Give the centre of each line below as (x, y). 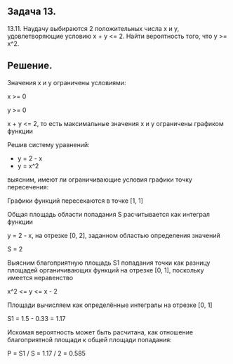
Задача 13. (32, 12)
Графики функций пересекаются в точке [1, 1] (75, 201)
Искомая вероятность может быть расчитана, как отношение (100, 332)
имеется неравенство (40, 277)
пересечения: (28, 187)
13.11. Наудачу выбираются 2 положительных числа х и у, (93, 28)
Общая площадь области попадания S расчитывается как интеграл (109, 214)
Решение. (30, 66)
